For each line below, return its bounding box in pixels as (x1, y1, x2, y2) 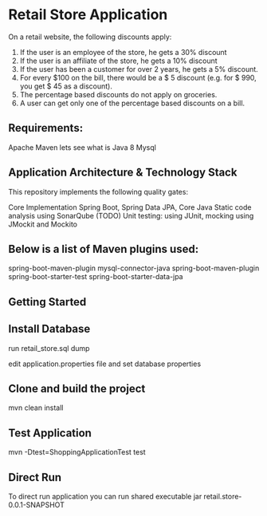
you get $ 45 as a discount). (19, 81, 113, 91)
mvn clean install (8, 403, 64, 412)
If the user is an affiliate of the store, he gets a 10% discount (19, 56, 218, 65)
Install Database (8, 322, 91, 336)
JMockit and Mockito (8, 219, 78, 229)
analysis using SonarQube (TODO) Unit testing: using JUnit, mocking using (8, 211, 254, 220)
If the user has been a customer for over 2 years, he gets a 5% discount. (19, 64, 259, 73)
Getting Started (8, 295, 87, 309)
